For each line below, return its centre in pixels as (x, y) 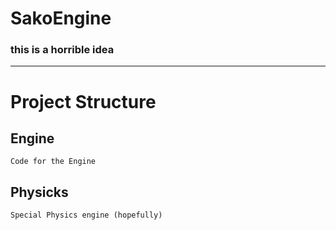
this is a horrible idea (62, 50)
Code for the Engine (53, 162)
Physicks (39, 192)
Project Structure (83, 101)
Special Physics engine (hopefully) (86, 215)
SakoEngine (61, 18)
